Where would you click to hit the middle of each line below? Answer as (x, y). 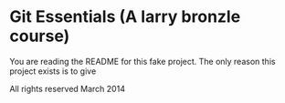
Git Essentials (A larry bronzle (125, 17)
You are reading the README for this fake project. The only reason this (142, 61)
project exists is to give (53, 71)
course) (40, 36)
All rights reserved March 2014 (68, 88)
